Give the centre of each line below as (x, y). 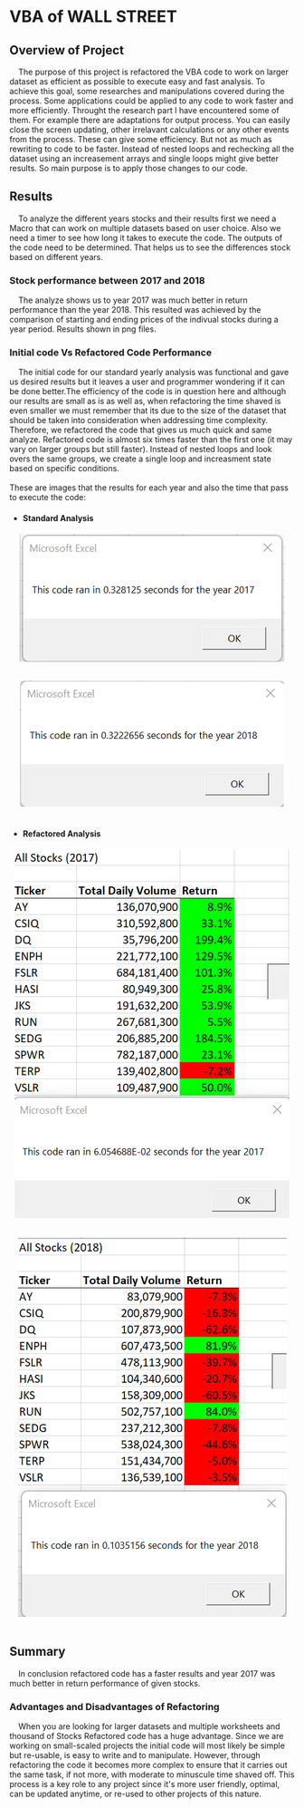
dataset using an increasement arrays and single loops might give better (144, 159)
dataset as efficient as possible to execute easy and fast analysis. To (137, 82)
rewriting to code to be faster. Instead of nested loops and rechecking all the (152, 149)
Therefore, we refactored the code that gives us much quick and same (141, 430)
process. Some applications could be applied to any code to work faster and (152, 101)
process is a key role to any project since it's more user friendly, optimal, (145, 1784)
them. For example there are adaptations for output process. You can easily (150, 120)
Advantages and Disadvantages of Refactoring (114, 1706)
